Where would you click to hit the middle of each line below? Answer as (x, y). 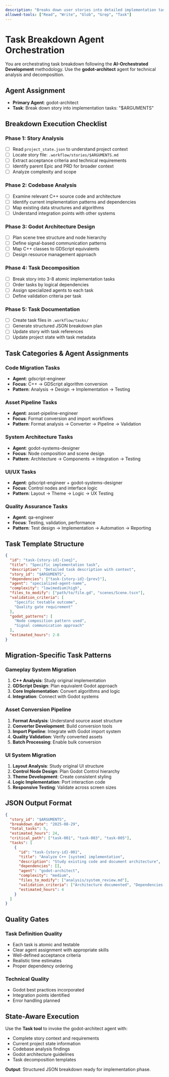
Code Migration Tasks (33, 368)
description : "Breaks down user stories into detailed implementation (81, 10)
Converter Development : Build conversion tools (62, 726)
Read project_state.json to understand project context (70, 149)
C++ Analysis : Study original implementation (59, 681)
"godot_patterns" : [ (31, 616)
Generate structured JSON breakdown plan (57, 326)
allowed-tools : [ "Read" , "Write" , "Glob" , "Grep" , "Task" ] (68, 15)
